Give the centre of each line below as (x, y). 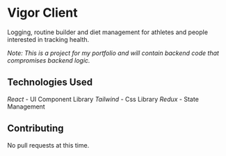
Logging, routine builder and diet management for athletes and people (108, 32)
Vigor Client (42, 13)
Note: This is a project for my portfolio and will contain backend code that (113, 53)
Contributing (35, 128)
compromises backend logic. (49, 60)
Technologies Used (50, 83)
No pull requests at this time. (48, 145)
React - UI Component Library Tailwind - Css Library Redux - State (103, 99)
